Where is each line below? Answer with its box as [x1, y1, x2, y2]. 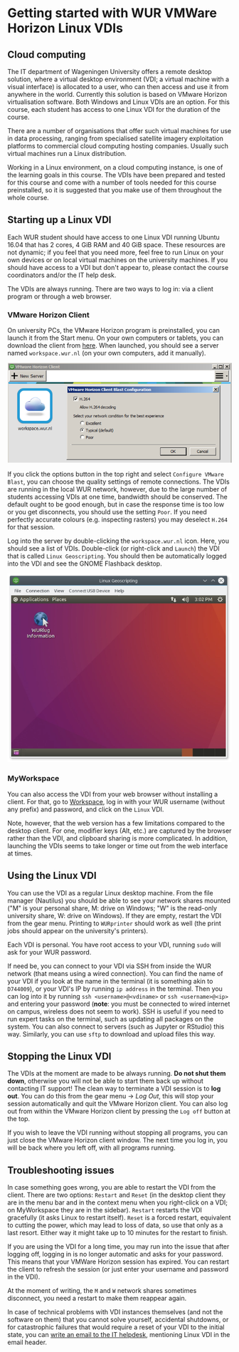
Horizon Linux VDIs [7, 20, 123, 36]
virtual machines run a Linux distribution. [7, 150, 127, 157]
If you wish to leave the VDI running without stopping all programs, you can [7, 1128, 228, 1137]
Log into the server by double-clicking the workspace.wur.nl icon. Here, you [7, 536, 230, 546]
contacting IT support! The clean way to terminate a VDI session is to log [7, 1084, 221, 1093]
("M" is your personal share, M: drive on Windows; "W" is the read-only [7, 903, 217, 912]
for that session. [7, 523, 55, 531]
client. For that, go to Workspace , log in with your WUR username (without [7, 797, 225, 806]
